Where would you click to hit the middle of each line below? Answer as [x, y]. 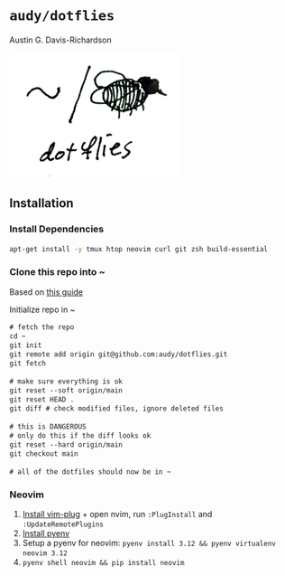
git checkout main [44, 453]
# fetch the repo [42, 327]
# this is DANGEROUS [48, 426]
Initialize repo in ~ [42, 309]
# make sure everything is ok [66, 381]
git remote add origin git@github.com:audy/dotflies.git [119, 354]
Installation [41, 203]
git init [26, 345]
